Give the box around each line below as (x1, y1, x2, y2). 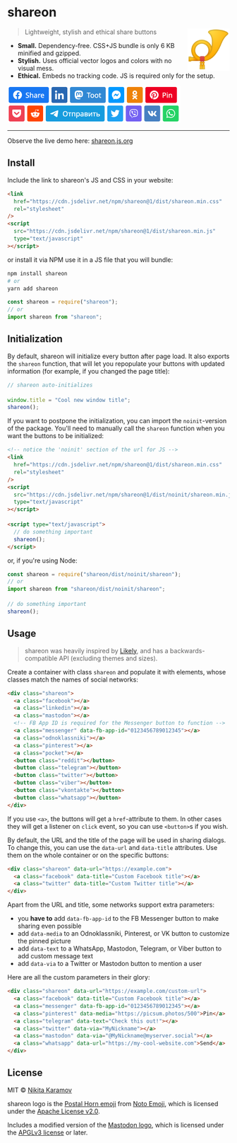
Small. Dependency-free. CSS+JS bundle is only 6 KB (17, 41, 175, 50)
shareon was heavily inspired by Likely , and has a (24, 646, 169, 655)
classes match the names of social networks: (7, 675, 139, 684)
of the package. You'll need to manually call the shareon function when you (7, 424, 225, 432)
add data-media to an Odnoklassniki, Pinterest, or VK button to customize (17, 929, 230, 938)
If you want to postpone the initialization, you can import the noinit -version (7, 417, 227, 425)
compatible (24, 654, 58, 662)
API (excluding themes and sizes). (59, 654, 158, 662)
